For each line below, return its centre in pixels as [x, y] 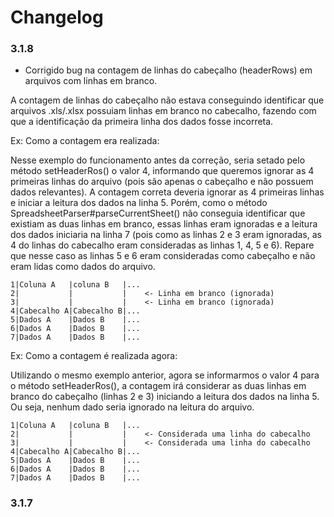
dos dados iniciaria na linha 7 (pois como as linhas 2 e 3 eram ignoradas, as [166, 235]
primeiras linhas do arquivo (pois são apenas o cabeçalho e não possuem [162, 182]
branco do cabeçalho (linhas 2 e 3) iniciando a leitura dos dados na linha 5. [165, 397]
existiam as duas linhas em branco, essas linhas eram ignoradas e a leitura [164, 224]
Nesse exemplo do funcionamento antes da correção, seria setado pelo [158, 160]
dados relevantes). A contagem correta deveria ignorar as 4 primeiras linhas [167, 192]
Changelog [57, 17]
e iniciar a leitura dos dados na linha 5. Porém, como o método [139, 203]
